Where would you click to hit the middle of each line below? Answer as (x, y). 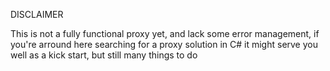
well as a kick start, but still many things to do (104, 55)
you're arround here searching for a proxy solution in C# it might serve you (164, 44)
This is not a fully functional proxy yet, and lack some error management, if (165, 33)
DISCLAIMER (37, 14)
